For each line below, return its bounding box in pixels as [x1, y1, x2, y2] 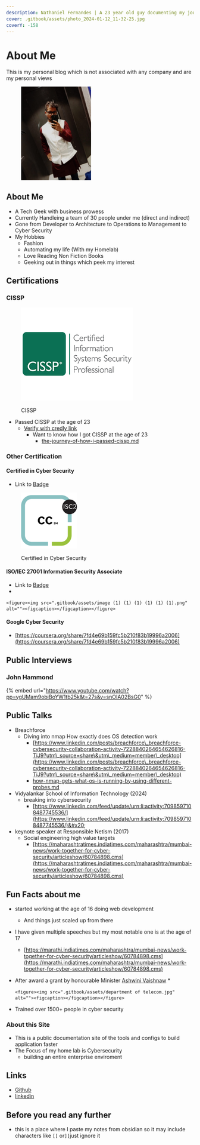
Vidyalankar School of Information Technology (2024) [14, 790, 147, 797]
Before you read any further [6, 1110, 111, 1120]
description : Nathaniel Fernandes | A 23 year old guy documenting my [6, 10, 185, 16]
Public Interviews [6, 655, 73, 666]
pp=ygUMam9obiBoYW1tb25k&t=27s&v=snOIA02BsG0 [6, 693, 141, 700]
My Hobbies [14, 233, 45, 240]
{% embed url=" [6, 687, 46, 694]
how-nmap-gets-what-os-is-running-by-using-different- [32, 777, 172, 784]
